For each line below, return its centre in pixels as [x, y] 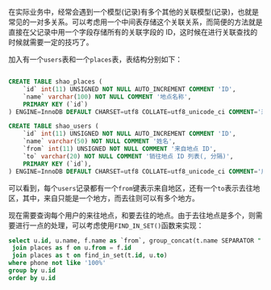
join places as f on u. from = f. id [71, 248]
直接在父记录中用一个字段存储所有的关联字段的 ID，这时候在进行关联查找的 [133, 32]
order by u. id [32, 278]
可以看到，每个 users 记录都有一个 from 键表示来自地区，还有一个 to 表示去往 [131, 187]
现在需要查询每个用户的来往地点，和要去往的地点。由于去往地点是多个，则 [132, 215]
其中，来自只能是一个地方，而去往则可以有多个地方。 [110, 198]
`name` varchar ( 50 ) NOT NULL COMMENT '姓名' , [99, 141]
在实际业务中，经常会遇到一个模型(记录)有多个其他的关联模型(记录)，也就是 [134, 12]
